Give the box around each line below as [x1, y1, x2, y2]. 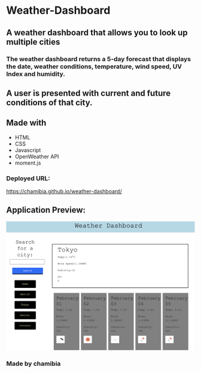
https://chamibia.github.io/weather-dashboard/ [6, 188, 122, 195]
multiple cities [6, 37, 60, 47]
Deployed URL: [6, 174, 50, 183]
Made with [6, 118, 47, 128]
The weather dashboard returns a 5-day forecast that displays [6, 54, 191, 63]
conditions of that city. [6, 97, 93, 108]
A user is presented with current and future [6, 88, 171, 98]
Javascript [14, 146, 41, 153]
